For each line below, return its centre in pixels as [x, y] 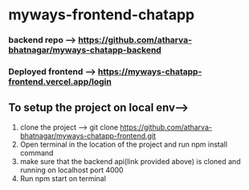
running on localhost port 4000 [71, 170]
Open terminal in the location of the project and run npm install [123, 144]
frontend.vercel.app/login [60, 82]
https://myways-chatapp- [150, 72]
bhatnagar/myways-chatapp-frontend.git [88, 135]
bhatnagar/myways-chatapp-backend [85, 50]
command [37, 153]
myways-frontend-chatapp [102, 15]
